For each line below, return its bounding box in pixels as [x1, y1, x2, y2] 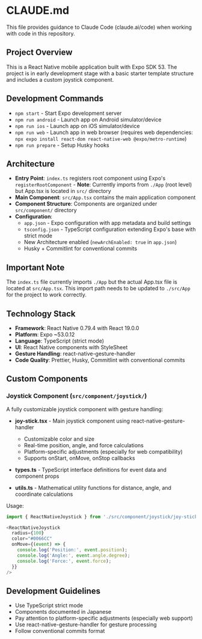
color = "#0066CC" [11, 536, 52, 542]
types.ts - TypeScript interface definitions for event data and [14, 466, 167, 473]
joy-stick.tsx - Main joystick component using [14, 417, 130, 424]
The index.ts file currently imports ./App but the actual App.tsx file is [6, 278, 177, 286]
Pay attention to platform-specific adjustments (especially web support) [14, 614, 194, 622]
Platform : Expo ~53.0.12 [14, 331, 75, 338]
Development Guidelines [6, 585, 101, 596]
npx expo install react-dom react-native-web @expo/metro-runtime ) [14, 135, 187, 142]
